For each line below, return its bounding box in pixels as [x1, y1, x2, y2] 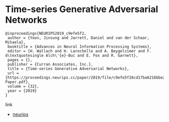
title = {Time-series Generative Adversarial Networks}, [7, 66, 129, 71]
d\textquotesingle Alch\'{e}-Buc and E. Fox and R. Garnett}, [5, 53, 138, 58]
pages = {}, [7, 57, 33, 63]
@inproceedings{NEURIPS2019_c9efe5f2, [5, 31, 87, 36]
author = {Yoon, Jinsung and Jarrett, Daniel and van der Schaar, [7, 35, 150, 40]
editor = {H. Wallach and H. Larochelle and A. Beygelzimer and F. [7, 48, 152, 53]
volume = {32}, [7, 84, 39, 89]
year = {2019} [7, 88, 37, 93]
